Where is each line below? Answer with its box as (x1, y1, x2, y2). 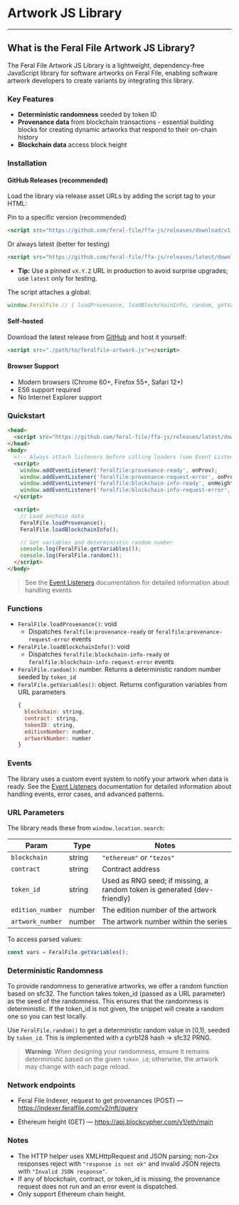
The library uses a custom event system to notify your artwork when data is (7, 775, 229, 783)
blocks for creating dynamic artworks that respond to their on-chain (17, 125, 217, 134)
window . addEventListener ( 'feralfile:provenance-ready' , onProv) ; (20, 467, 218, 474)
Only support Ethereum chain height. (17, 1189, 126, 1198)
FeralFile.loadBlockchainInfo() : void (17, 643, 130, 651)
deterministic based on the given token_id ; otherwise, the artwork (24, 1055, 218, 1063)
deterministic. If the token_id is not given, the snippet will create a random (7, 1005, 224, 1013)
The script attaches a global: (7, 287, 91, 296)
